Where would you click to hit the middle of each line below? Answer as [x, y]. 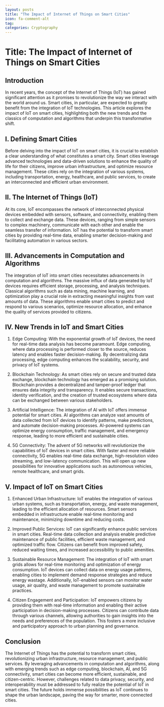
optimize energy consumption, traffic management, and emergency [80, 431]
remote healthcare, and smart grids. [48, 471]
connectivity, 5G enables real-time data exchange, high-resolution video [85, 456]
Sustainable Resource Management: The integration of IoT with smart [82, 560]
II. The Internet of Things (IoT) [51, 197]
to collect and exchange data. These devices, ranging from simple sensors [80, 219]
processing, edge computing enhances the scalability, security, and [80, 360]
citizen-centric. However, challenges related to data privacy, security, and [80, 679]
